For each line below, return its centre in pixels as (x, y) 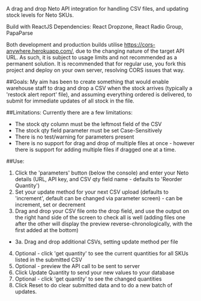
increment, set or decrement (50, 204)
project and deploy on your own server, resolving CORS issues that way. (95, 70)
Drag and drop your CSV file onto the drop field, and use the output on (102, 211)
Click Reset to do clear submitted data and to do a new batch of (94, 285)
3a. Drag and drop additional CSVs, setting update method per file (96, 242)
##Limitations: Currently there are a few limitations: (70, 112)
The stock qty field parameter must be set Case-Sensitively (88, 130)
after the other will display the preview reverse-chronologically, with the (103, 224)
